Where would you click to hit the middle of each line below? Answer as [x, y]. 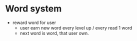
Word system [33, 9]
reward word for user [34, 22]
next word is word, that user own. [54, 33]
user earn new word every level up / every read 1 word [76, 27]
